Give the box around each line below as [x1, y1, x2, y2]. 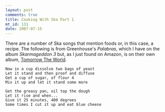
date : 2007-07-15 [5, 26, 42, 32]
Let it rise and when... [5, 93, 58, 98]
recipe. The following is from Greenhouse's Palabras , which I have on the [5, 46, 160, 52]
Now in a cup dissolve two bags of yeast [5, 67, 95, 72]
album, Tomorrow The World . [5, 57, 67, 63]
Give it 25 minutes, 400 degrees [5, 98, 77, 103]
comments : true [5, 12, 38, 17]
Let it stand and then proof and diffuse [5, 71, 95, 76]
